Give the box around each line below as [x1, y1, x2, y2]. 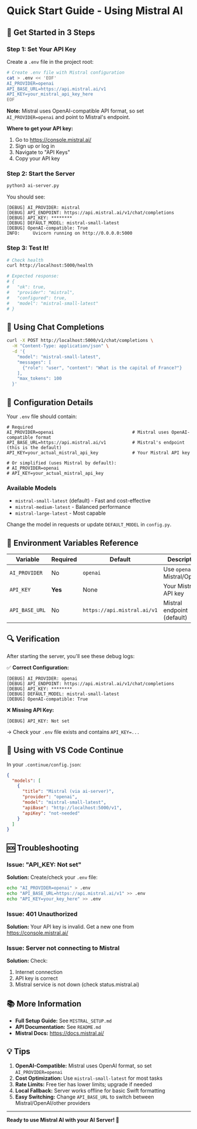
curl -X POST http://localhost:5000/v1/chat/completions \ [6, 338, 154, 344]
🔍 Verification [6, 634, 60, 644]
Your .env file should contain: [6, 413, 78, 420]
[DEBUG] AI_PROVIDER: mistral [6, 205, 81, 211]
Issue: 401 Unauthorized [6, 909, 78, 918]
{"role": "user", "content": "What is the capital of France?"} [22, 365, 182, 371]
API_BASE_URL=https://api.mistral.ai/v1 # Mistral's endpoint [6, 439, 185, 446]
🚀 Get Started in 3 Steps [6, 28, 95, 37]
